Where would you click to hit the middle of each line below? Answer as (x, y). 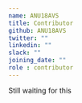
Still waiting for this (40, 90)
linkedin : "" (30, 46)
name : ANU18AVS (34, 16)
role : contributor (41, 68)
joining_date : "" (37, 61)
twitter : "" (28, 38)
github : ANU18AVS (37, 30)
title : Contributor (41, 23)
